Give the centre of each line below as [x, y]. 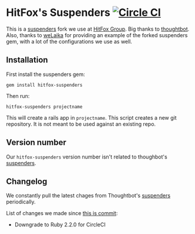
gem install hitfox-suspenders [44, 85]
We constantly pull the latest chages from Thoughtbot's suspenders [88, 196]
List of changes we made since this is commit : [62, 213]
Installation [27, 60]
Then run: [18, 96]
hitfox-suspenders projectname [44, 107]
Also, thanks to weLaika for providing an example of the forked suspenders [97, 35]
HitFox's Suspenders [58, 13]
